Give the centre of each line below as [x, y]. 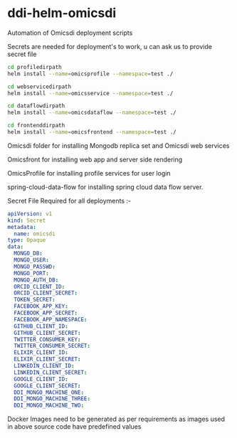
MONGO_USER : [32, 260]
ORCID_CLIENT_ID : [39, 287]
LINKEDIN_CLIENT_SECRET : [51, 372]
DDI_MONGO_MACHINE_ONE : [49, 392]
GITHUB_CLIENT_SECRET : [47, 333]
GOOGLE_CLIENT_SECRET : [47, 385]
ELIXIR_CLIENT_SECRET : [47, 359]
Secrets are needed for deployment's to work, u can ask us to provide [110, 46]
